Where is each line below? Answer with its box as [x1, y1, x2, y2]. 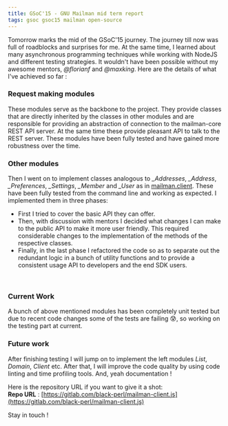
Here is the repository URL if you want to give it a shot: [8, 383, 163, 391]
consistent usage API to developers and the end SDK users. [17, 261, 188, 270]
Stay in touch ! [8, 411, 49, 419]
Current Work [8, 292, 54, 301]
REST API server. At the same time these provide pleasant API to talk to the [8, 127, 220, 135]
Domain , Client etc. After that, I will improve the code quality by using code [8, 362, 220, 370]
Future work [8, 339, 50, 349]
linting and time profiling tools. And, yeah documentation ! [8, 369, 172, 378]
